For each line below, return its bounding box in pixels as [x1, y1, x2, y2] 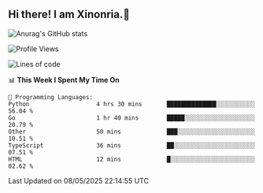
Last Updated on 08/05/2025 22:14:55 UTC [8, 176, 150, 185]
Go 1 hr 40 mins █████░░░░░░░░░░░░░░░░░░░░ [8, 113, 256, 122]
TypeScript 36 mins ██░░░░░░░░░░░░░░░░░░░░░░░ [8, 141, 256, 150]
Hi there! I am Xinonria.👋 [8, 8, 131, 21]
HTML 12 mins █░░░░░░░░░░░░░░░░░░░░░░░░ [8, 155, 256, 163]
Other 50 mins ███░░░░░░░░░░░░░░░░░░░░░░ [8, 128, 256, 135]
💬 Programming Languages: [8, 93, 93, 101]
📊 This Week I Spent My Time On [8, 75, 120, 84]
